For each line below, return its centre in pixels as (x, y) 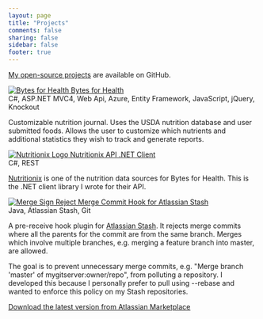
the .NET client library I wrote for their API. (77, 186)
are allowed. (28, 251)
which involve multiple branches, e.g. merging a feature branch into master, (131, 243)
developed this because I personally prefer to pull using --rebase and (122, 283)
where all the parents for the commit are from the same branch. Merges (125, 234)
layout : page (30, 15)
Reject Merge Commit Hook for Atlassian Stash (132, 202)
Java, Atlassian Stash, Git (50, 210)
